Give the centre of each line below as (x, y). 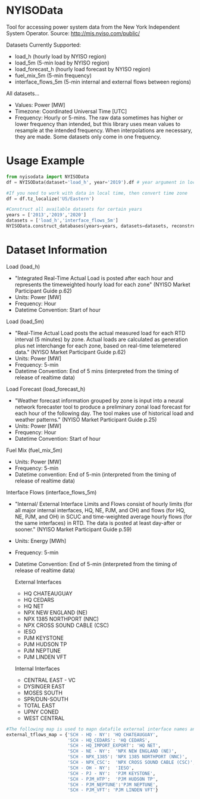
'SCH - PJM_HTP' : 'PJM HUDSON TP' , (113, 779)
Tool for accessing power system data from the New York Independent (93, 27)
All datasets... (23, 93)
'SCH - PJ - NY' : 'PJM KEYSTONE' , (112, 773)
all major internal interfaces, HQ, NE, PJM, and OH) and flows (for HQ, (100, 510)
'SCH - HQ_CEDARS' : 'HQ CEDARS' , (109, 740)
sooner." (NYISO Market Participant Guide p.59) (73, 529)
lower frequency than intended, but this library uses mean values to (98, 124)
